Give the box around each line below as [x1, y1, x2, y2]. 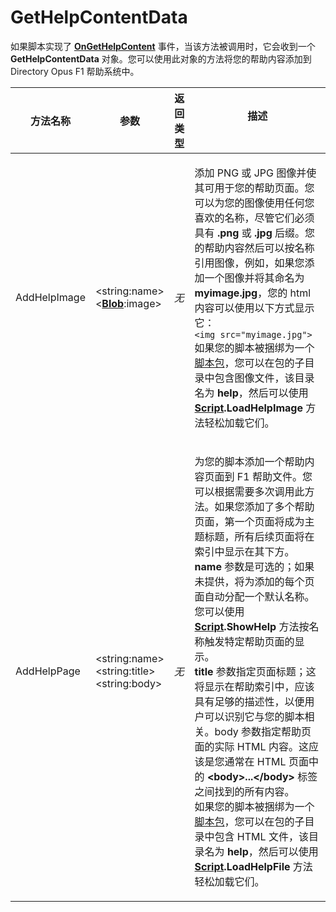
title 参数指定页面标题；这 [194, 664, 317, 678]
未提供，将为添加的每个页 [194, 574, 315, 588]
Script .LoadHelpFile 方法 [194, 859, 313, 873]
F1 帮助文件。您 [236, 469, 313, 483]
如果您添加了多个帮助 [214, 499, 315, 513]
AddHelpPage [15, 664, 81, 678]
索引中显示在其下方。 [194, 544, 295, 558]
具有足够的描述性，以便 [194, 694, 305, 708]
